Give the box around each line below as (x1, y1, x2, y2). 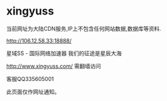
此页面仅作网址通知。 (6, 88, 60, 95)
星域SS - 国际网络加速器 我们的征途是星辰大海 (6, 50, 122, 57)
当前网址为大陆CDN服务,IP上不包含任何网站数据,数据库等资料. (6, 25, 162, 32)
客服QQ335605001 (6, 75, 54, 82)
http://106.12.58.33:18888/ (6, 37, 72, 44)
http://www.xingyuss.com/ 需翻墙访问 (6, 62, 101, 70)
